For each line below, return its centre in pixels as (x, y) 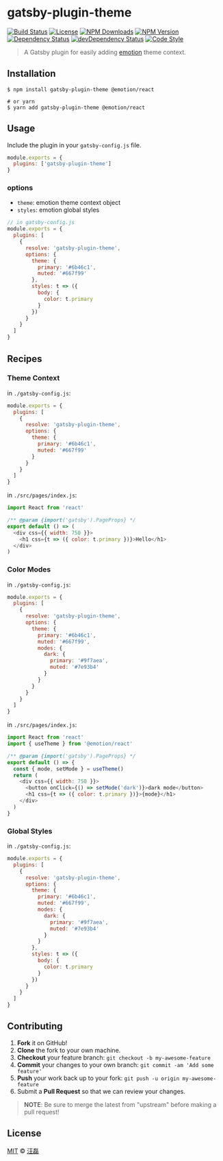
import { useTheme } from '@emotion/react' (70, 744)
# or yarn (21, 101)
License (24, 1133)
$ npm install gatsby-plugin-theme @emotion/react (81, 89)
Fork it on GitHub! (42, 1042)
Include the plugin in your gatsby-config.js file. (74, 145)
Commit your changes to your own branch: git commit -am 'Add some (115, 1064)
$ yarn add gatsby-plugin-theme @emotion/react (76, 108)
